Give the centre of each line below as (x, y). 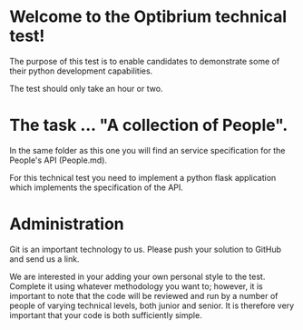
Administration (67, 224)
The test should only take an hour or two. (86, 88)
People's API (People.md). (58, 160)
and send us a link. (44, 259)
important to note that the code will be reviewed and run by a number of (144, 295)
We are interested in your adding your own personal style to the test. (137, 276)
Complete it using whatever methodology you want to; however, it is (136, 286)
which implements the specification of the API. (97, 187)
